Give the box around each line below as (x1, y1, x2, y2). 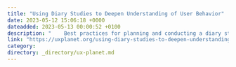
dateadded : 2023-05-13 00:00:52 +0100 (7, 23, 121, 30)
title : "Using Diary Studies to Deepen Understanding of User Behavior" (7, 10, 225, 17)
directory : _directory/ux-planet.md (7, 50, 114, 57)
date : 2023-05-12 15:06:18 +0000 (7, 17, 105, 24)
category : (7, 43, 37, 50)
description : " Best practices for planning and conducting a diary (7, 29, 221, 37)
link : (7, 36, 23, 43)
